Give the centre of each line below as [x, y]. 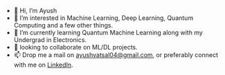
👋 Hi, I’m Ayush [35, 11]
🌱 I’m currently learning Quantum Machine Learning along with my [108, 32]
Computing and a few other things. [63, 25]
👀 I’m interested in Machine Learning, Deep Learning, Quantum [103, 18]
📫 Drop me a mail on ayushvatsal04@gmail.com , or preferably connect [116, 55]
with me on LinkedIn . [44, 65]
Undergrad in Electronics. [50, 40]
